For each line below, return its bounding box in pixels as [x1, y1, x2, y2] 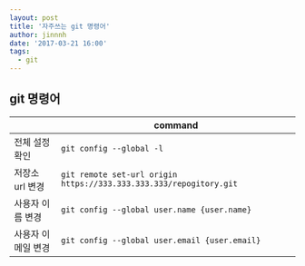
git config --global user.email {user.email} [60, 235, 261, 245]
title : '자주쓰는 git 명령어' [9, 22, 111, 31]
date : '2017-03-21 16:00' [9, 38, 107, 48]
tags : [9, 47, 30, 56]
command [153, 119, 199, 132]
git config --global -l [60, 143, 163, 153]
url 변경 [14, 180, 45, 192]
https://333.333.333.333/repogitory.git [60, 178, 238, 189]
